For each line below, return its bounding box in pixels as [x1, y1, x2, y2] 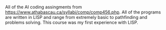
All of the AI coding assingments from [5, 4, 82, 10]
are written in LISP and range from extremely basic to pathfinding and [5, 15, 148, 20]
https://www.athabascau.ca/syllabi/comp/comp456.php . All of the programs [5, 9, 161, 15]
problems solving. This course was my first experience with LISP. [5, 19, 139, 25]
